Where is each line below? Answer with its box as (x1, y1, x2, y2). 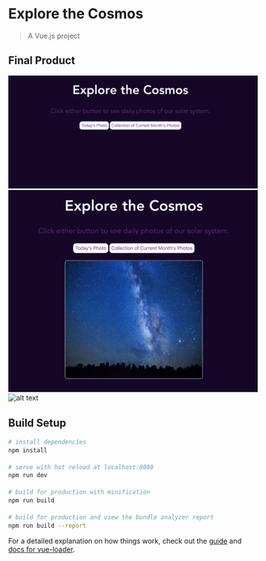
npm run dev (8, 471, 47, 479)
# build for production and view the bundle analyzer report (8, 513, 215, 521)
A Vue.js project (27, 31, 81, 40)
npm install (8, 446, 47, 454)
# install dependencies (8, 437, 87, 446)
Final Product (8, 54, 75, 67)
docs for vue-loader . (8, 544, 75, 554)
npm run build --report (8, 521, 87, 529)
